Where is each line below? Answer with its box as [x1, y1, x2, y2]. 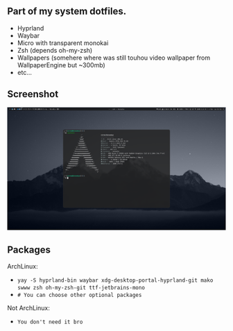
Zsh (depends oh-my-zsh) [17, 46, 93, 54]
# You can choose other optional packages [17, 291, 142, 298]
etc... [17, 68, 33, 76]
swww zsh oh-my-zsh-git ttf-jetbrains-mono [17, 284, 146, 291]
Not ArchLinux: [7, 303, 50, 312]
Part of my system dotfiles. [7, 6, 127, 17]
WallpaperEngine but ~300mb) [17, 60, 105, 69]
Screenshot [7, 88, 59, 100]
